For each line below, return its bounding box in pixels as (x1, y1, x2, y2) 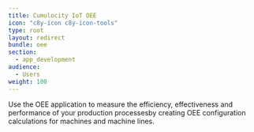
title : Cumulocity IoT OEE (8, 11, 97, 20)
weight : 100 (8, 77, 47, 85)
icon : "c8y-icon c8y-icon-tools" (8, 19, 118, 27)
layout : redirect (8, 33, 65, 42)
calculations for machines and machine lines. (8, 116, 155, 126)
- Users (15, 70, 41, 78)
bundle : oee (8, 41, 47, 49)
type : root (8, 26, 44, 34)
